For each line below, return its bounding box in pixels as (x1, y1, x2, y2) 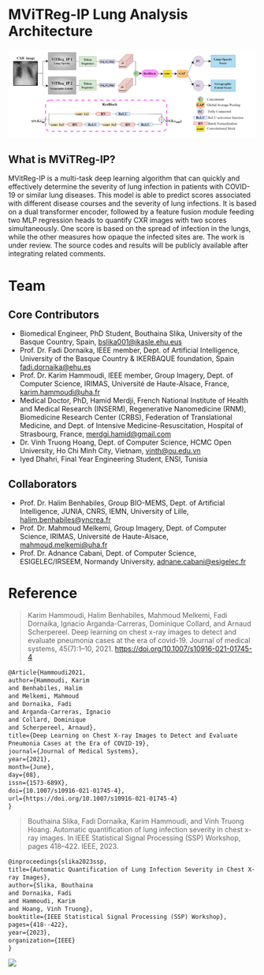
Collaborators (8, 477, 77, 490)
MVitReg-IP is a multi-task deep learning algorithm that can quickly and (8, 173, 240, 183)
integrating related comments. (8, 249, 106, 259)
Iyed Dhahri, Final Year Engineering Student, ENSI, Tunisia (19, 455, 208, 464)
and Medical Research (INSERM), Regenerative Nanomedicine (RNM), (19, 404, 247, 414)
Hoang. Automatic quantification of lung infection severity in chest (27, 825, 243, 835)
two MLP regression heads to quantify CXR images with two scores (8, 215, 227, 225)
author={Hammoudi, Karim (8, 676, 90, 685)
